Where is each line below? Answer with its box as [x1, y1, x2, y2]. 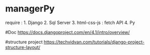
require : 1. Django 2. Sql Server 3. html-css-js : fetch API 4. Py [5, 19, 135, 25]
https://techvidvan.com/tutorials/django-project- [43, 38, 145, 45]
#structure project [5, 38, 43, 45]
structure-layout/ [5, 44, 40, 50]
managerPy [5, 3, 55, 14]
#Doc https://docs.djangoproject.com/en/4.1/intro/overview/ [5, 29, 130, 35]
